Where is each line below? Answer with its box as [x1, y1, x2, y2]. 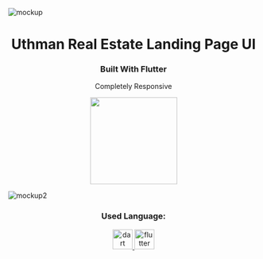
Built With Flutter [100, 64, 167, 75]
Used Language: [101, 211, 166, 222]
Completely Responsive [95, 82, 172, 91]
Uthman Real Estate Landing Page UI [10, 36, 257, 53]
